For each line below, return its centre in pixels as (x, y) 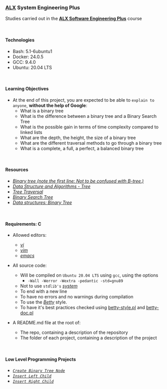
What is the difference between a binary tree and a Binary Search (88, 116)
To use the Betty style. (44, 302)
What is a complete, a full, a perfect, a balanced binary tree (82, 148)
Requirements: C (23, 224)
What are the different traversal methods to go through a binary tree (91, 143)
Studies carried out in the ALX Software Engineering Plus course (74, 19)
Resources (17, 170)
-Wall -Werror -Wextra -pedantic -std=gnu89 (75, 281)
